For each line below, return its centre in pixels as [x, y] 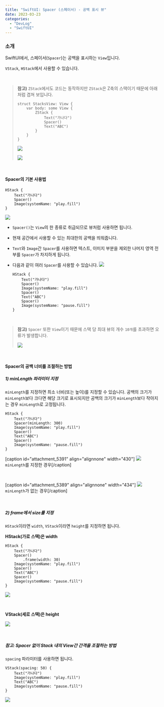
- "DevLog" [21, 23]
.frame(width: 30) [42, 560]
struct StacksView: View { [45, 104]
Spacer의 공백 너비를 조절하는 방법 [39, 367]
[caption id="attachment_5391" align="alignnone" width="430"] [70, 459]
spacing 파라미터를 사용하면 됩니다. [39, 659]
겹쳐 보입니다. [40, 95]
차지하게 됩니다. [55, 254]
